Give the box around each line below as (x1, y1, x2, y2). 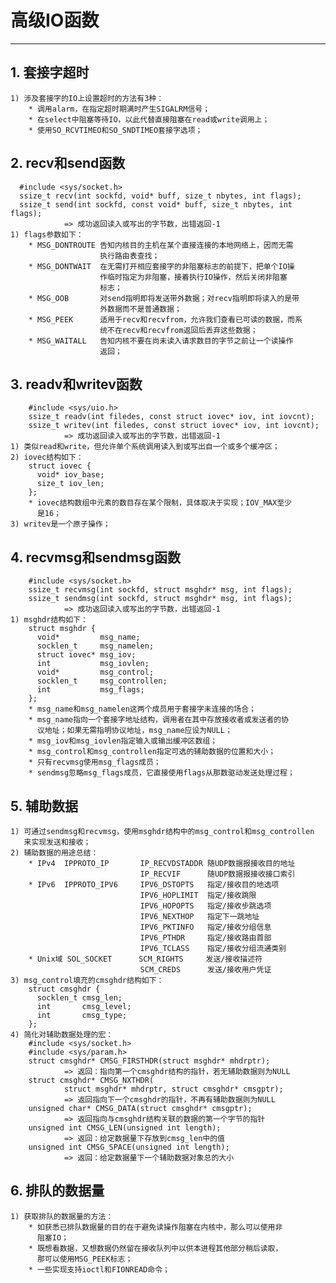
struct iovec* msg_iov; (36, 650, 137, 660)
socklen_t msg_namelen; (36, 641, 155, 651)
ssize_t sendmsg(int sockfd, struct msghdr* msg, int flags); (28, 594, 293, 604)
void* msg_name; (36, 632, 141, 643)
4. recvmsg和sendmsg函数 (10, 549, 181, 566)
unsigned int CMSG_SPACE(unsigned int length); (28, 1142, 230, 1152)
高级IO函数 (10, 9, 100, 32)
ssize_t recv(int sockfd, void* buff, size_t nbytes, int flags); (19, 191, 302, 201)
